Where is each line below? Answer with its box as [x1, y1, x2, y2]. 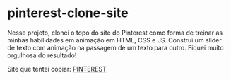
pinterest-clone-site [7, 5, 129, 21]
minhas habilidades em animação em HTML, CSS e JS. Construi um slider [7, 35, 223, 44]
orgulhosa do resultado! [7, 51, 77, 59]
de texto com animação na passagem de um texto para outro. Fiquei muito [7, 43, 224, 52]
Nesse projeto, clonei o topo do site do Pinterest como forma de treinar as [7, 28, 223, 37]
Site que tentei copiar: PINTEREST [7, 64, 107, 73]
